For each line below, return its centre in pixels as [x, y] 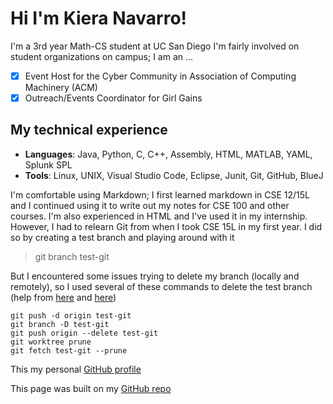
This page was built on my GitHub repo [91, 388]
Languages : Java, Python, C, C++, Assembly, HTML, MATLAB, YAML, [168, 154]
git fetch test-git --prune [69, 350]
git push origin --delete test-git [84, 333]
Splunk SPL [48, 164]
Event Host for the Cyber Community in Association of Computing [160, 76]
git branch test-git [72, 256]
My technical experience [89, 130]
